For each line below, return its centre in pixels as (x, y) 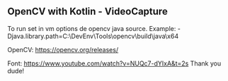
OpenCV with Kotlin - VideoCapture (87, 12)
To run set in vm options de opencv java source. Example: (92, 28)
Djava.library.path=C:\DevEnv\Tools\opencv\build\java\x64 (93, 36)
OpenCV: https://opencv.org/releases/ (63, 49)
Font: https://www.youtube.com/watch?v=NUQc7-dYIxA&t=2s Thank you (114, 63)
